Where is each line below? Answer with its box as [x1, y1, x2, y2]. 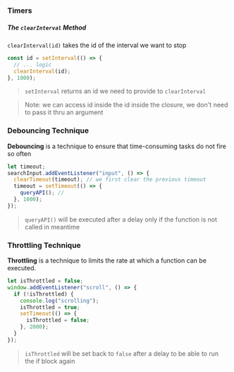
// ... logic [13, 61, 52, 68]
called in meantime [24, 222, 80, 231]
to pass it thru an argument [24, 108, 104, 116]
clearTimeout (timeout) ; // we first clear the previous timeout [13, 176, 207, 184]
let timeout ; [7, 163, 46, 170]
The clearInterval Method [7, 23, 87, 32]
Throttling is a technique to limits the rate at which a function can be [7, 256, 207, 265]
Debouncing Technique [7, 126, 90, 136]
